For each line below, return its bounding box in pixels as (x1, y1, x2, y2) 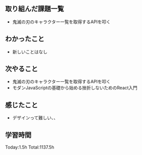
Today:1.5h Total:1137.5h (5, 144, 55, 150)
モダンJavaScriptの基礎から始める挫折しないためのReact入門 (12, 85, 138, 91)
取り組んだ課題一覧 (5, 4, 64, 13)
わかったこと (5, 35, 45, 43)
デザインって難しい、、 (12, 115, 59, 121)
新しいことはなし (12, 49, 48, 54)
